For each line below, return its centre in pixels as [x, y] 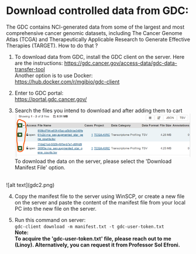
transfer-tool [30, 69]
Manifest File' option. [40, 167]
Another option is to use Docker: [54, 75]
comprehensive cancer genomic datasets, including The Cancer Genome [94, 33]
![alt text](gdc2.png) [30, 185]
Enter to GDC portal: [39, 93]
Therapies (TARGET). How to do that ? [52, 46]
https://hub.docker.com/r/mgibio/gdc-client [67, 81]
